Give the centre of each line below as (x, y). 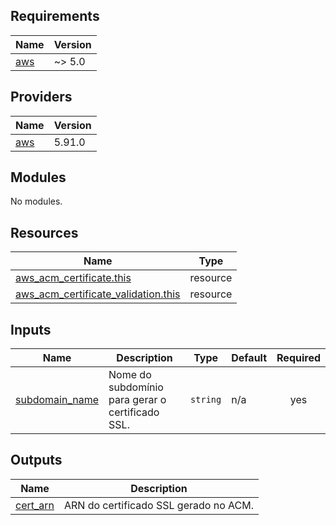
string (206, 400)
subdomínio (136, 387)
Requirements (55, 16)
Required (298, 358)
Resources (44, 232)
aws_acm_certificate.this (73, 278)
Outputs (36, 460)
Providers (41, 97)
